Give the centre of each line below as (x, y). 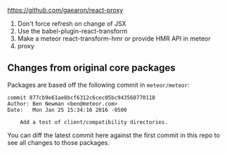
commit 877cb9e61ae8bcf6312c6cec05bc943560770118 (82, 97)
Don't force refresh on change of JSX (72, 23)
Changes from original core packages (91, 68)
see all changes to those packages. (59, 142)
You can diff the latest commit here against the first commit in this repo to (113, 135)
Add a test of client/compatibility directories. (94, 122)
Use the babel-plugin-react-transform (72, 31)
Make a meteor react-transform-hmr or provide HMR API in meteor (114, 38)
